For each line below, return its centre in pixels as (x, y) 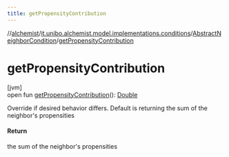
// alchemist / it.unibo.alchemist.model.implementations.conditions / (100, 33)
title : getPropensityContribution (57, 13)
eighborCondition (32, 40)
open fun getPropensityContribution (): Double (72, 94)
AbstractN (207, 33)
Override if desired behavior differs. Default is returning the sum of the (108, 108)
